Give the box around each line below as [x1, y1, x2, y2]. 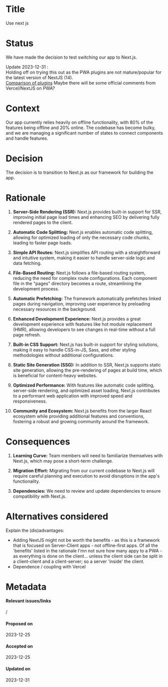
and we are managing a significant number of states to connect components [5, 130, 163, 136]
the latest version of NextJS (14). [5, 74, 73, 81]
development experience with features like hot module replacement [12, 321, 152, 327]
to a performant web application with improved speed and [12, 393, 133, 399]
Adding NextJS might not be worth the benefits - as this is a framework [12, 537, 160, 543]
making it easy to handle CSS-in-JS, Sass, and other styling [12, 347, 136, 353]
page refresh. [12, 331, 41, 337]
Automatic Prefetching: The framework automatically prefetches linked [12, 295, 161, 301]
